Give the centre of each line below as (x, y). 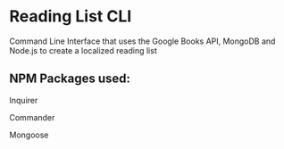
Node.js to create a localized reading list (84, 50)
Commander (32, 117)
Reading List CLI (71, 17)
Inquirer (24, 100)
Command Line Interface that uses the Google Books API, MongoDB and (142, 41)
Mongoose (29, 135)
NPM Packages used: (70, 79)
